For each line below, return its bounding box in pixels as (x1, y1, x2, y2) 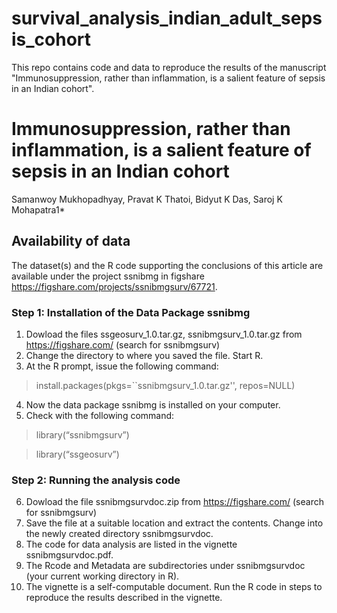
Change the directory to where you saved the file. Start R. (25, 349, 264, 361)
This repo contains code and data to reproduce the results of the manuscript (11, 61, 327, 73)
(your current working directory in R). (25, 570, 180, 582)
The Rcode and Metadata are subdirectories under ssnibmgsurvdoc (25, 560, 306, 572)
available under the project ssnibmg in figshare (11, 270, 205, 282)
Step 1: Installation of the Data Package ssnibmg (11, 305, 251, 319)
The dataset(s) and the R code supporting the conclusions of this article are (11, 259, 324, 271)
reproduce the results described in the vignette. (25, 592, 223, 604)
